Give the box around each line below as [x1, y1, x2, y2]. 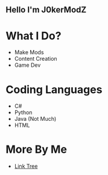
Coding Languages [5, 82, 103, 96]
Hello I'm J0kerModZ [5, 5, 87, 15]
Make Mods [14, 49, 44, 56]
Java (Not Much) [14, 115, 57, 123]
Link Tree [14, 162, 38, 170]
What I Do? [5, 29, 62, 43]
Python [14, 109, 33, 116]
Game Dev [14, 61, 41, 69]
